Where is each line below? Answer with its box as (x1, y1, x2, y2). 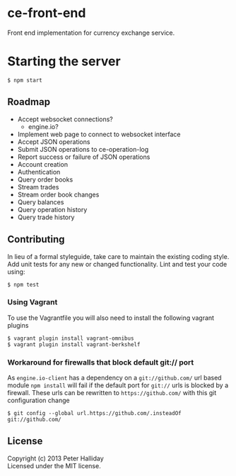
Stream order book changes (17, 190, 100, 199)
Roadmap (7, 96, 51, 108)
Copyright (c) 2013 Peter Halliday (7, 454, 104, 463)
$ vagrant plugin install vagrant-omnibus (7, 335, 134, 342)
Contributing (7, 233, 65, 245)
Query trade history (17, 213, 75, 221)
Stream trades (17, 182, 59, 191)
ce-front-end (7, 5, 86, 21)
